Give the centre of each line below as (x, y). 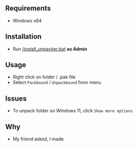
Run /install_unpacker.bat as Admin (50, 49)
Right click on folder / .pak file (44, 77)
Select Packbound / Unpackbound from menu (57, 82)
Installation (23, 37)
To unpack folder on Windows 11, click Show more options (73, 111)
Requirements (28, 8)
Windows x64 (27, 20)
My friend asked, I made (38, 139)
